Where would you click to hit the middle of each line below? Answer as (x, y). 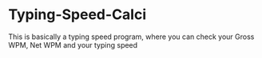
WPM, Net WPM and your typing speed (73, 44)
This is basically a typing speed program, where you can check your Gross (131, 37)
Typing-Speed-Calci (77, 15)
